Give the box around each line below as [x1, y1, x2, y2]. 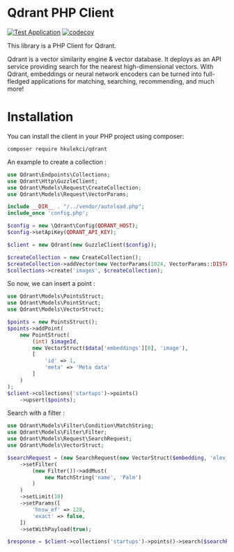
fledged [7, 77, 30, 85]
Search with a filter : [7, 409, 65, 417]
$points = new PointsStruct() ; [7, 319, 98, 325]
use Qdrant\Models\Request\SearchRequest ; [7, 436, 132, 443]
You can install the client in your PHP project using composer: [7, 132, 185, 140]
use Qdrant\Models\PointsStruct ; [7, 293, 104, 300]
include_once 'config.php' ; [7, 210, 89, 217]
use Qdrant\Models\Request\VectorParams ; [7, 190, 130, 198]
